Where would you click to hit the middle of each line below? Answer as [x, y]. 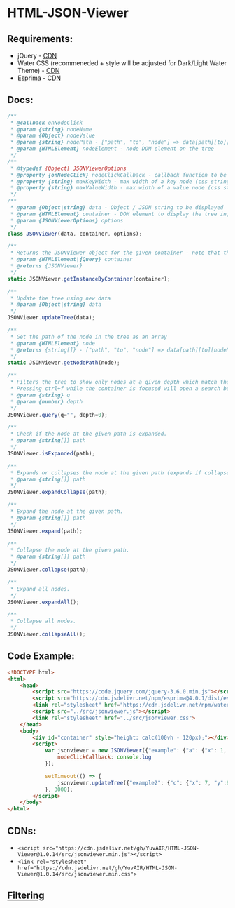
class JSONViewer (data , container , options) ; [74, 234]
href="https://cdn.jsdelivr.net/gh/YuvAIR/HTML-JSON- [97, 868]
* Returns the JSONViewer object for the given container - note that [115, 253]
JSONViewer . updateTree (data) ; [51, 318]
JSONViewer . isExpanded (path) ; [51, 453]
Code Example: [41, 656]
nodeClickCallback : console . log [104, 757]
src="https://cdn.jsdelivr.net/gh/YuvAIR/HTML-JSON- [121, 848]
